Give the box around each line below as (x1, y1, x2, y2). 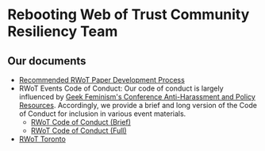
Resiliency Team (7, 22, 118, 41)
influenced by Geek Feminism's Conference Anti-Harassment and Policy (18, 92, 255, 101)
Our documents (7, 54, 86, 68)
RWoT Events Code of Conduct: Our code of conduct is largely (18, 83, 224, 93)
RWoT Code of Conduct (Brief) (30, 118, 132, 126)
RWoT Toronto (18, 134, 67, 144)
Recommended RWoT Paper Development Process (18, 75, 186, 84)
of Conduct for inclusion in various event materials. (18, 109, 186, 118)
